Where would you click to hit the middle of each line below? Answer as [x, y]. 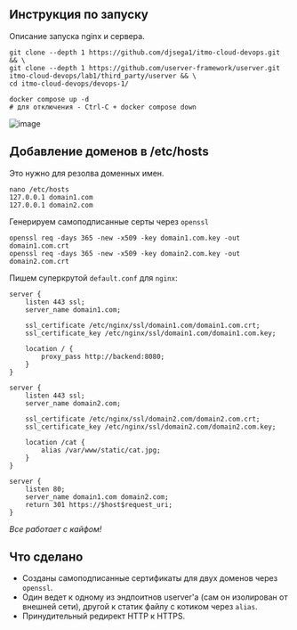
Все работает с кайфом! [56, 528]
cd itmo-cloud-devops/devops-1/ [69, 84]
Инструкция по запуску [79, 15]
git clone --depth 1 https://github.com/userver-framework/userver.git [144, 68]
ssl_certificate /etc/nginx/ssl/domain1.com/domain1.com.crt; [143, 325]
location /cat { [56, 442]
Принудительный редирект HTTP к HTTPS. [103, 616]
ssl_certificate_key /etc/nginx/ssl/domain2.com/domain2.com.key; [151, 427]
